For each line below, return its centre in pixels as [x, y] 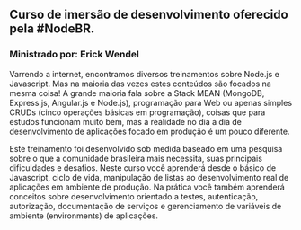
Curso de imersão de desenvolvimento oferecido [149, 15]
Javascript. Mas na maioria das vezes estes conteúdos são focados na [140, 84]
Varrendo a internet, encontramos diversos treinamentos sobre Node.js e [145, 74]
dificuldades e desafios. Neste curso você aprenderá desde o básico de [143, 168]
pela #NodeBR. [52, 29]
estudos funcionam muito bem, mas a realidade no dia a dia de [126, 121]
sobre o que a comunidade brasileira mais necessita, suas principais [136, 158]
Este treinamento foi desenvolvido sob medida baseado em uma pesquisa [146, 148]
